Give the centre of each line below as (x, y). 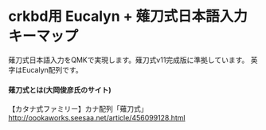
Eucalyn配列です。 (52, 69)
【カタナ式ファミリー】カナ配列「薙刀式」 (78, 109)
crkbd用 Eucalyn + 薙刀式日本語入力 (128, 16)
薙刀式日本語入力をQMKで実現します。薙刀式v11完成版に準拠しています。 (129, 60)
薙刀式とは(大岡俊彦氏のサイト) (60, 89)
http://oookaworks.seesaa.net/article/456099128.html (97, 118)
